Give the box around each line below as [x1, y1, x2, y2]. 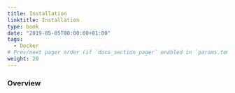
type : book [7, 23, 39, 30]
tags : [7, 36, 23, 43]
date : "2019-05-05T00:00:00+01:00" [7, 29, 111, 37]
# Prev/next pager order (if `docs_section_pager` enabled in [7, 49, 192, 56]
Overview [7, 78, 41, 87]
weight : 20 [7, 56, 39, 62]
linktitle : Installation [7, 17, 80, 24]
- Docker [13, 42, 39, 49]
